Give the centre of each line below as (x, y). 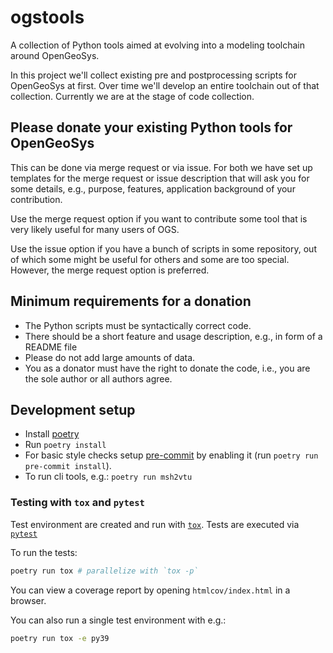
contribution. (36, 199)
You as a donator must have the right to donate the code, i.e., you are (167, 368)
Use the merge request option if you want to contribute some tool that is (159, 218)
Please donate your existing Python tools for (151, 127)
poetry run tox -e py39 (60, 638)
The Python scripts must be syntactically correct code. (138, 325)
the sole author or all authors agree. (98, 378)
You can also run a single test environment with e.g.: (118, 620)
